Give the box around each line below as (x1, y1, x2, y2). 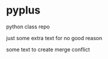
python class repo (6, 23, 50, 30)
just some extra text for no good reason (6, 34, 102, 41)
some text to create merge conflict (6, 45, 90, 53)
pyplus (6, 4, 41, 17)
